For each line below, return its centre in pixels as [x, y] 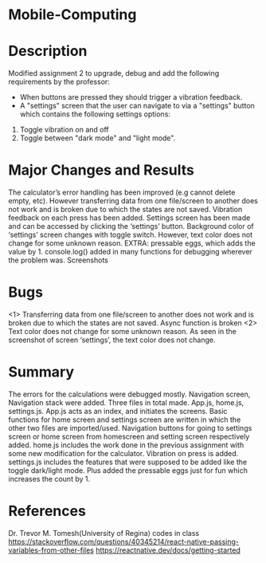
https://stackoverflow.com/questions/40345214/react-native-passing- [123, 541]
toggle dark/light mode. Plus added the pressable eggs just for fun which [128, 470]
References [47, 511]
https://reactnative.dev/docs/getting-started [168, 550]
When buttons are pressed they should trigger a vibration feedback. [131, 97]
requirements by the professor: [59, 82]
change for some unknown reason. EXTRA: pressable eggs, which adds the [132, 243]
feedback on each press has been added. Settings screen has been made [129, 218]
